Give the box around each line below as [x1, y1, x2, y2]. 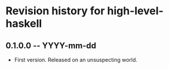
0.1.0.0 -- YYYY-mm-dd [5, 40, 97, 51]
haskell [5, 17, 42, 30]
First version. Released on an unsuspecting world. [14, 57, 138, 63]
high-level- [107, 4, 164, 18]
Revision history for [5, 4, 105, 18]
